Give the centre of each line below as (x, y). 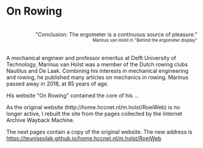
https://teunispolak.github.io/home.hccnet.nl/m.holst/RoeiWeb (84, 138)
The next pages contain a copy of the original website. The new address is (99, 132)
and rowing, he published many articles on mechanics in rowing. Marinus (98, 77)
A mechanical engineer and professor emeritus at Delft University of (92, 58)
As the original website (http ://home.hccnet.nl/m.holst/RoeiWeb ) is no (93, 107)
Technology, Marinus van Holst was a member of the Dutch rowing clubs (97, 64)
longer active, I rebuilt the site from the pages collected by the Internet (95, 113)
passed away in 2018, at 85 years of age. (58, 84)
